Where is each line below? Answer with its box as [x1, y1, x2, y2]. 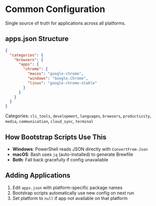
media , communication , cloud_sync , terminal [5, 118, 93, 124]
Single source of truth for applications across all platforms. [5, 20, 126, 26]
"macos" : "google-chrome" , [27, 71, 84, 76]
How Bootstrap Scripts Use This [5, 133, 106, 141]
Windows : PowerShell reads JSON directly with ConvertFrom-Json [12, 146, 148, 152]
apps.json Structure [5, 35, 69, 43]
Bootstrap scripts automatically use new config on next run [12, 189, 134, 196]
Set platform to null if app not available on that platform [12, 195, 128, 201]
